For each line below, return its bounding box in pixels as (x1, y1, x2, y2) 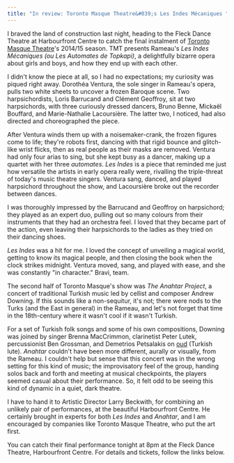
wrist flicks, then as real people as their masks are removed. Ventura (18, 145, 216, 153)
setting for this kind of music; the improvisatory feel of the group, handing (7, 361, 219, 370)
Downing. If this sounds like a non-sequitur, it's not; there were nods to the (7, 297, 221, 305)
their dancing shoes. (7, 233, 66, 241)
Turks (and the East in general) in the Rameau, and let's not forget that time (7, 304, 223, 312)
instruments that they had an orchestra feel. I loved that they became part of (7, 217, 226, 226)
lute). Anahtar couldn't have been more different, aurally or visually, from (7, 347, 217, 355)
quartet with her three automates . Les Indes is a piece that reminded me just (7, 159, 226, 168)
